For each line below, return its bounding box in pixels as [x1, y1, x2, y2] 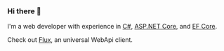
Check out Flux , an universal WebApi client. [7, 36, 133, 44]
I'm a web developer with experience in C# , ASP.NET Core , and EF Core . [7, 22, 218, 31]
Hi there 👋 [7, 6, 42, 16]
